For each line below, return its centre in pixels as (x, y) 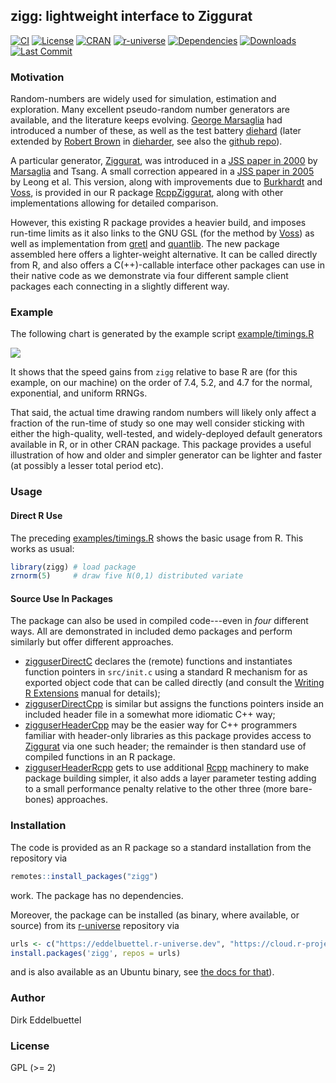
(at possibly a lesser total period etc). (87, 466)
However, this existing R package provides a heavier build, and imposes (158, 223)
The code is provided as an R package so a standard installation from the (161, 847)
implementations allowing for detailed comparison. (114, 203)
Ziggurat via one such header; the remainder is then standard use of (165, 746)
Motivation (37, 77)
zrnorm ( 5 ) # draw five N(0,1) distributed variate (127, 576)
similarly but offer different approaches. (92, 642)
